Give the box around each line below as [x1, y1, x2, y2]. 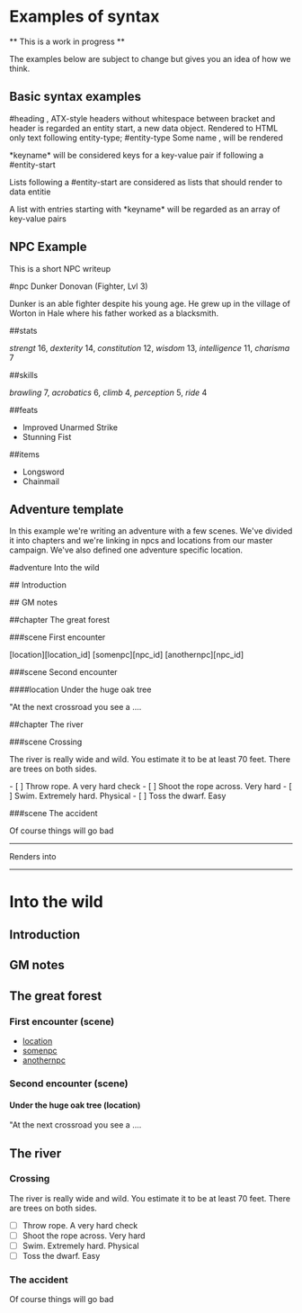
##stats [9, 325, 38, 336]
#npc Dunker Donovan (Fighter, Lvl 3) [9, 281, 148, 292]
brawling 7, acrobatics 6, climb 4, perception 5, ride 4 [9, 387, 208, 398]
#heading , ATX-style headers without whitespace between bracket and [9, 112, 276, 123]
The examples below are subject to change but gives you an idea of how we [9, 53, 291, 64]
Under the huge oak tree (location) [9, 1100, 141, 1111]
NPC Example [9, 239, 87, 255]
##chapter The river [9, 719, 84, 730]
